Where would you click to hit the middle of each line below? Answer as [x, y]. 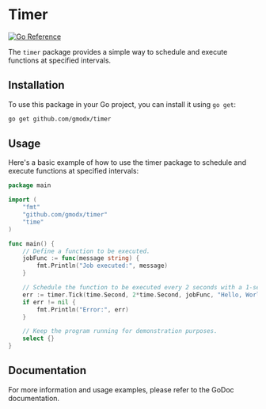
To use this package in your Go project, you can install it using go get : [122, 104]
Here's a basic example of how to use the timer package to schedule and [127, 162]
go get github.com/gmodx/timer [60, 119]
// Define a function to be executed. [86, 251]
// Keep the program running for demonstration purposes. [120, 331]
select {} [39, 338]
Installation [36, 85]
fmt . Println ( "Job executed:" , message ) [103, 266]
